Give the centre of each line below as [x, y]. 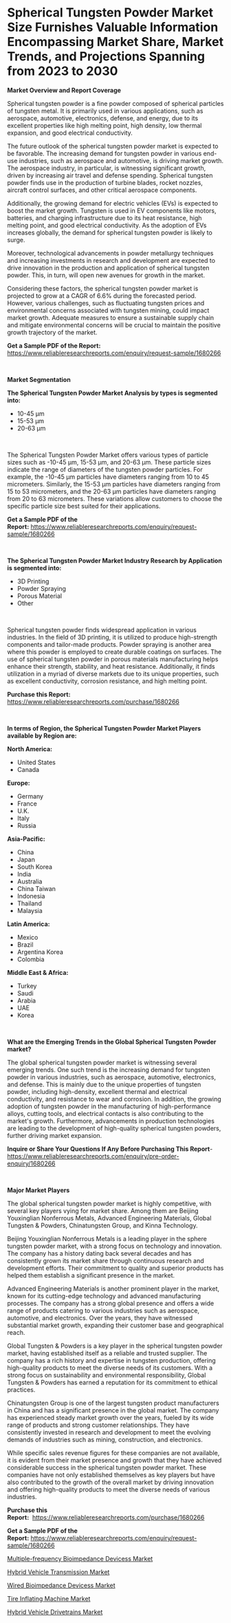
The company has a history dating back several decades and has [99, 1253]
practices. [21, 1389]
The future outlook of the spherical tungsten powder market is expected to [113, 146]
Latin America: [29, 924]
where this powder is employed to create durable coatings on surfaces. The [114, 652]
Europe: [19, 783]
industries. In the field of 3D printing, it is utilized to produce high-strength [112, 637]
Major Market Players [38, 1190]
